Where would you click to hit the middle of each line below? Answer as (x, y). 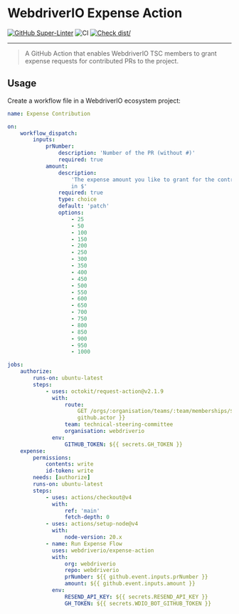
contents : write (69, 464)
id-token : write (69, 471)
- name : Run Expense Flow (84, 543)
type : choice (78, 200)
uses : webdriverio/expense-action (103, 551)
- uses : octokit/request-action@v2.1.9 (104, 391)
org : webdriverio (90, 564)
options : (71, 213)
